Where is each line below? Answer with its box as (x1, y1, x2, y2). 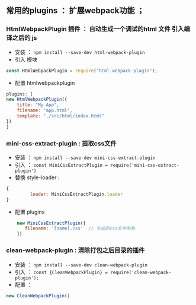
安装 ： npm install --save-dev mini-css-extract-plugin (14, 154, 156, 161)
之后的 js (12, 34, 37, 42)
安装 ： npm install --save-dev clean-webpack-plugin (14, 260, 148, 268)
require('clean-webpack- (110, 269, 172, 275)
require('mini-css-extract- (110, 162, 179, 168)
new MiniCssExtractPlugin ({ (17, 220, 86, 226)
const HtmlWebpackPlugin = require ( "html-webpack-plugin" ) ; (6, 68, 158, 74)
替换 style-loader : (14, 174, 60, 181)
